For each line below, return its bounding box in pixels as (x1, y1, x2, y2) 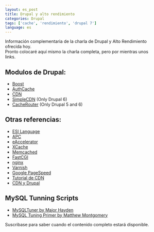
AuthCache (12, 86, 35, 92)
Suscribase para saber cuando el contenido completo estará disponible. (5, 221, 149, 227)
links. (5, 54, 16, 60)
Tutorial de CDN (12, 175, 45, 181)
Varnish (12, 165, 28, 170)
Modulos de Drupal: (5, 68, 66, 76)
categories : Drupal (5, 16, 45, 21)
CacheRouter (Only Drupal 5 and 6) (12, 101, 83, 107)
